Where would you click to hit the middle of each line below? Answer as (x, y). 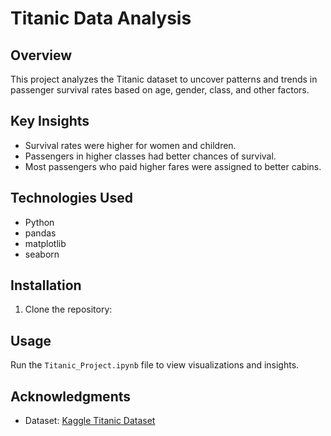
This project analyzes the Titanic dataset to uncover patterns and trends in (164, 79)
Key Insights (50, 121)
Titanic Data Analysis (101, 18)
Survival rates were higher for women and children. (130, 145)
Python (39, 222)
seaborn (42, 254)
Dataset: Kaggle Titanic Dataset (90, 421)
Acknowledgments (71, 396)
